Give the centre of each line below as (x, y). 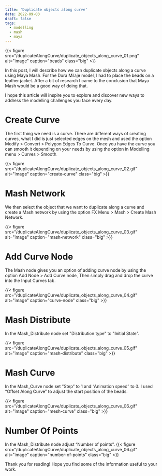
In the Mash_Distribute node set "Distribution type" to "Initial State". (72, 333)
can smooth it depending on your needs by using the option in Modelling (77, 149)
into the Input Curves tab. (30, 281)
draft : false (18, 18)
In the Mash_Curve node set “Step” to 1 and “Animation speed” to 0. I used (79, 386)
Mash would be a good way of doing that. (46, 86)
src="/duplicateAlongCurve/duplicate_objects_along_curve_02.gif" (71, 169)
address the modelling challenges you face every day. (59, 100)
